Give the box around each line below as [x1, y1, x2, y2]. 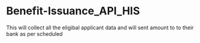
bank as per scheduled [6, 30, 63, 37]
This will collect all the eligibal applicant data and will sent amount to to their [6, 24, 194, 31]
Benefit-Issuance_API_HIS [6, 4, 140, 18]
